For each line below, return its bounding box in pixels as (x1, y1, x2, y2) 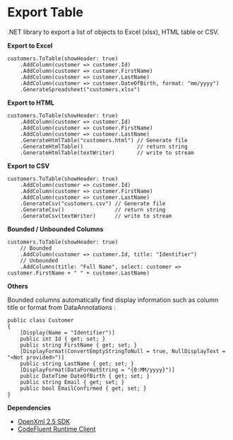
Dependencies (7, 403, 52, 412)
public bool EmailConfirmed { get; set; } (20, 385, 147, 392)
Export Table (7, 4, 83, 21)
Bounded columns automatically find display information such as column (7, 295, 219, 304)
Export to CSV (7, 161, 50, 170)
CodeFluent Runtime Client (17, 424, 96, 433)
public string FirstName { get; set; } (20, 341, 138, 349)
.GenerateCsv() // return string (20, 206, 166, 213)
